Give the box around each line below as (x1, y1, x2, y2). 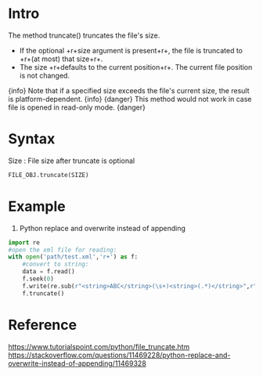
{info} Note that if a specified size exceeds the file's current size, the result (8, 85, 250, 95)
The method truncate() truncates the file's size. (8, 31, 160, 40)
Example (8, 197, 66, 215)
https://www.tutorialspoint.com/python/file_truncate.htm (8, 342, 190, 351)
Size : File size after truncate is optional (8, 156, 135, 165)
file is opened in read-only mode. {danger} (8, 103, 146, 112)
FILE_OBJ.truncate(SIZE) (8, 171, 89, 179)
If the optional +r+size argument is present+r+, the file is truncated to (19, 45, 243, 55)
